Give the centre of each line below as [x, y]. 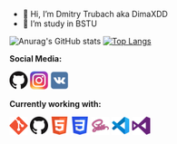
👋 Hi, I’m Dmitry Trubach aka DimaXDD [95, 14]
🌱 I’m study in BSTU [60, 24]
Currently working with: [55, 104]
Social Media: [35, 58]
